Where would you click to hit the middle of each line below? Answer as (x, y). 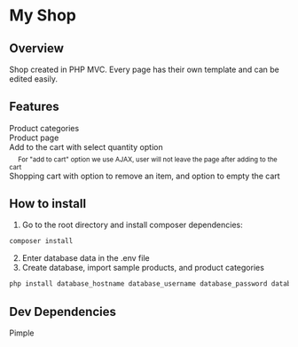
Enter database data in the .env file (86, 258)
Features (34, 107)
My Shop (43, 16)
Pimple (22, 333)
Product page (34, 138)
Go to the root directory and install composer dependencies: (132, 225)
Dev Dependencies (63, 312)
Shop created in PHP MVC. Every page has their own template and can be (144, 69)
